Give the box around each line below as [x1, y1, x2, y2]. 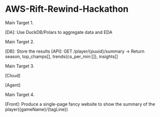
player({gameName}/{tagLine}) [5, 106, 68, 112]
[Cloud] [5, 72, 21, 78]
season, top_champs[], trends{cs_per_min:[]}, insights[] [5, 53, 118, 59]
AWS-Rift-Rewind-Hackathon [5, 3, 129, 15]
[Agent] [5, 82, 21, 88]
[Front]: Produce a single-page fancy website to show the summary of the [5, 101, 156, 107]
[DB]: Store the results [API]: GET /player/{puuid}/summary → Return [5, 48, 145, 54]
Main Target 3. [5, 63, 34, 69]
